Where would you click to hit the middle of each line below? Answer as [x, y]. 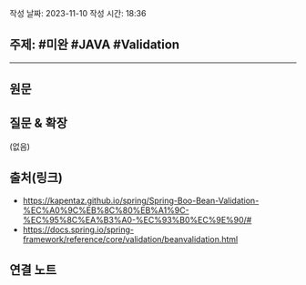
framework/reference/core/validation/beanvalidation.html [130, 239]
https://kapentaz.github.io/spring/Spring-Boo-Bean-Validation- [141, 200]
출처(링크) [36, 178]
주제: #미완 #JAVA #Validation [95, 45]
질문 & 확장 [39, 122]
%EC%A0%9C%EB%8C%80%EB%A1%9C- [106, 210]
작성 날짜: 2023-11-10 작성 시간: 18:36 [78, 13]
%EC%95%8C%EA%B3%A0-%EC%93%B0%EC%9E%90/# [137, 219]
